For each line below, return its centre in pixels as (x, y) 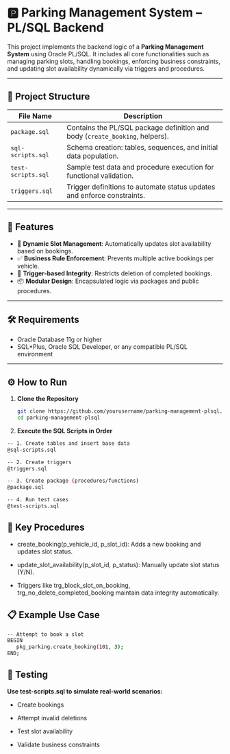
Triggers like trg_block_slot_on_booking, (74, 585)
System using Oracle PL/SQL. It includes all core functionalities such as (108, 54)
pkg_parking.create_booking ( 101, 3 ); (70, 647)
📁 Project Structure (49, 96)
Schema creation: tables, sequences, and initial (142, 147)
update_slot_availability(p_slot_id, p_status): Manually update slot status (118, 564)
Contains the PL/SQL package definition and (138, 127)
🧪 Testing (28, 675)
